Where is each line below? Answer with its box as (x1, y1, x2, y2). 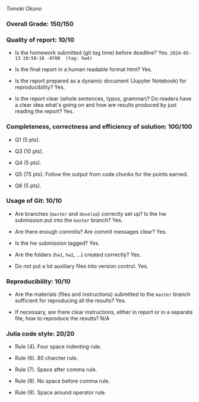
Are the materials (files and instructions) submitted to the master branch (14, 291, 191, 298)
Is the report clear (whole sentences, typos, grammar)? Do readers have (14, 95, 192, 103)
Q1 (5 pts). (14, 136, 40, 143)
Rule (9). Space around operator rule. (14, 389, 106, 396)
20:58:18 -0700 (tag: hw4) (23, 56, 93, 62)
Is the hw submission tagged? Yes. (14, 240, 100, 247)
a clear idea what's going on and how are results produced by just (14, 101, 177, 109)
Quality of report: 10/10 (6, 36, 74, 44)
